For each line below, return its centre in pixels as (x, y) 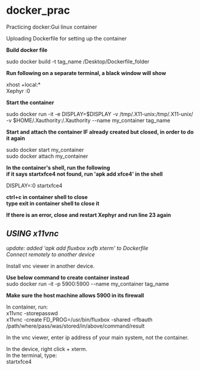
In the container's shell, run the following (58, 167)
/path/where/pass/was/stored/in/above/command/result (76, 326)
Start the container (30, 102)
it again (16, 138)
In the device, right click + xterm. (47, 349)
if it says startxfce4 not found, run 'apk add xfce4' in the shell (84, 174)
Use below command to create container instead (68, 277)
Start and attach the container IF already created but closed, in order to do (100, 132)
